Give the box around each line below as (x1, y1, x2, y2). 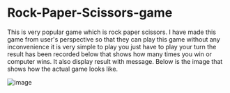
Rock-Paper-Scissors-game (7, 5, 173, 21)
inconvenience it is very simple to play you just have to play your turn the (7, 42, 217, 51)
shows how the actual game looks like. (7, 65, 118, 73)
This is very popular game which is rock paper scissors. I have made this (7, 28, 216, 36)
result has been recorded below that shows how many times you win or (7, 50, 213, 58)
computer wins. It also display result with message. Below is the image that (7, 57, 223, 65)
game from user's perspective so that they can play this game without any (7, 35, 221, 43)
